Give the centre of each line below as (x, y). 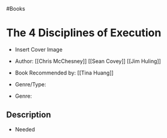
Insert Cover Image (39, 49)
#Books (16, 9)
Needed (25, 129)
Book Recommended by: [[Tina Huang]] (64, 73)
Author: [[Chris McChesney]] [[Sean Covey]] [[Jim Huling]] (88, 61)
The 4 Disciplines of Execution (84, 33)
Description (29, 115)
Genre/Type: (30, 84)
